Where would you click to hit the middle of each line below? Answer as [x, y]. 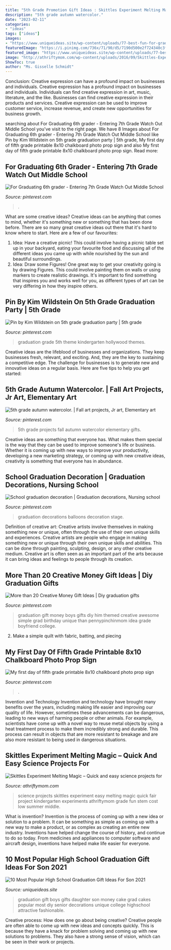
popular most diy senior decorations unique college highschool [84, 905]
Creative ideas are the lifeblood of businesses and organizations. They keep [85, 351]
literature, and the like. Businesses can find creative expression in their [79, 98]
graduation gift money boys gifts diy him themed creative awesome [88, 615]
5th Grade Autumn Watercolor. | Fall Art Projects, [84, 389]
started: [13, 373]
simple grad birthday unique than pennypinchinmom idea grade [84, 621]
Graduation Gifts [32, 583]
